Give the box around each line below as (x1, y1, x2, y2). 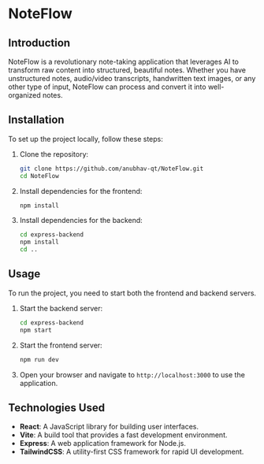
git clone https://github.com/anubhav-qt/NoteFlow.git (19, 165, 204, 173)
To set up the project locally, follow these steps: (8, 134, 164, 143)
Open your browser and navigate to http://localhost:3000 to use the (19, 369, 246, 379)
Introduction (8, 36, 71, 50)
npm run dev (19, 355, 59, 363)
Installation (8, 113, 65, 127)
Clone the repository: (19, 149, 89, 158)
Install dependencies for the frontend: (19, 186, 143, 195)
